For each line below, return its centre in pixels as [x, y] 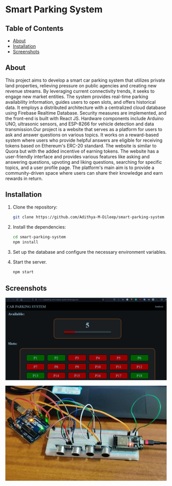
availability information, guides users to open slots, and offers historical [81, 102]
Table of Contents [35, 29]
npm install [25, 242]
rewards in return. [24, 178]
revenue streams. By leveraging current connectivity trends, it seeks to [80, 91]
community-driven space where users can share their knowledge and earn [84, 173]
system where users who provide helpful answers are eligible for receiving [84, 140]
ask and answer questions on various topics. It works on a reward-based [82, 135]
